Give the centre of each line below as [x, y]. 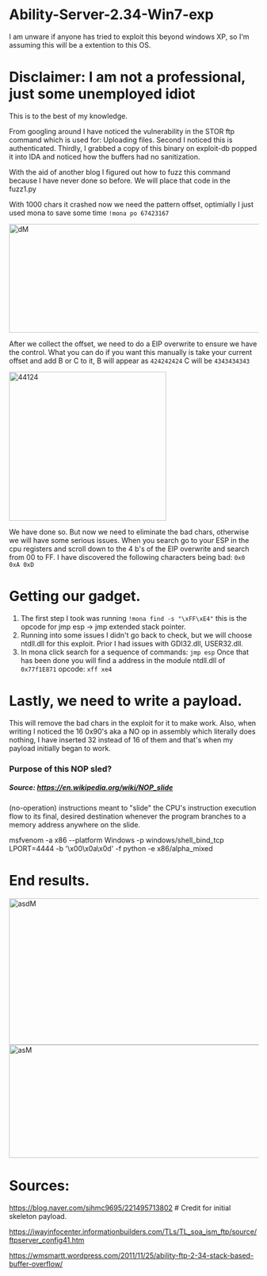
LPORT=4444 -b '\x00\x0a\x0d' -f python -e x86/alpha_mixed [111, 848]
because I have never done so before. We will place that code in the [120, 180]
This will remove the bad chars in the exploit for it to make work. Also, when [133, 723]
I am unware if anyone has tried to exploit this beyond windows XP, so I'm [129, 37]
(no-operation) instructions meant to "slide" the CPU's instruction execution [133, 808]
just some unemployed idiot [102, 94]
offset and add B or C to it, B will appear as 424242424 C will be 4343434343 [130, 360]
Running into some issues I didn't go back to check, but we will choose [136, 635]
